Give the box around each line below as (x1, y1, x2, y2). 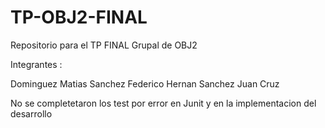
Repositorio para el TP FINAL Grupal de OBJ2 (10, 39, 198, 51)
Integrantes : (10, 58, 63, 70)
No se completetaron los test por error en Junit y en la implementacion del (10, 97, 317, 109)
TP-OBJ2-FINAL (10, 6, 148, 29)
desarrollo (10, 107, 53, 120)
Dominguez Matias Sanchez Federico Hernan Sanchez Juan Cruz (10, 77, 280, 90)
